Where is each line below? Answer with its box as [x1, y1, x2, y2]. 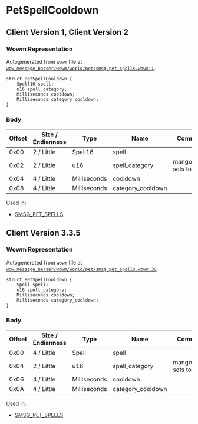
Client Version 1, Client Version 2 [6, 27, 128, 37]
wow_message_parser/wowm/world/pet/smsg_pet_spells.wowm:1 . [6, 64, 156, 71]
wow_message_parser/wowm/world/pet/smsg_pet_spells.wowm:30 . [6, 265, 159, 272]
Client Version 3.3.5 [6, 228, 81, 238]
